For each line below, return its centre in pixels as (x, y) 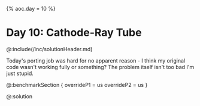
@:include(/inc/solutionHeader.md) (49, 49)
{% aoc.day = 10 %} (31, 9)
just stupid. (20, 73)
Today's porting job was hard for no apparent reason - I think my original (96, 60)
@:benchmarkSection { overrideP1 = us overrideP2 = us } (77, 85)
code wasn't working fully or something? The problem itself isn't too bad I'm (100, 67)
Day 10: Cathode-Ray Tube (74, 33)
